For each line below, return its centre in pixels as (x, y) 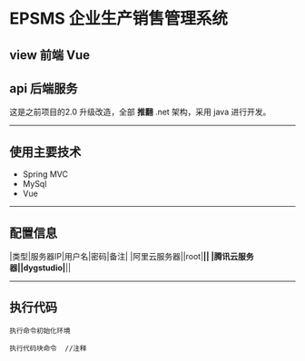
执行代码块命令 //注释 (48, 348)
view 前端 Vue (50, 55)
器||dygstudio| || (40, 268)
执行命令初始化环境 (40, 331)
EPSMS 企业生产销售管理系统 (119, 19)
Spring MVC (45, 174)
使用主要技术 (45, 152)
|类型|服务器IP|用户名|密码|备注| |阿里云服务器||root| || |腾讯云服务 (132, 257)
